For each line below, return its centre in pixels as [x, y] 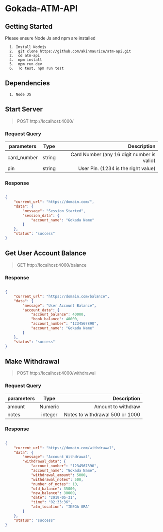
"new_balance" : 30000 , [54, 493]
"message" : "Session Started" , [54, 211]
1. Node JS [20, 94]
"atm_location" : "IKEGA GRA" [60, 507]
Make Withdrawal [32, 361]
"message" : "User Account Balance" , [59, 305]
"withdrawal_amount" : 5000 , [59, 475]
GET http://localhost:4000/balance [52, 265]
